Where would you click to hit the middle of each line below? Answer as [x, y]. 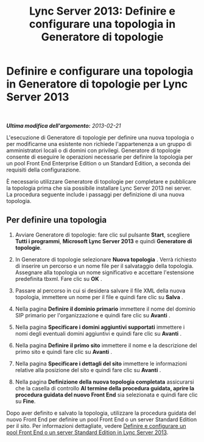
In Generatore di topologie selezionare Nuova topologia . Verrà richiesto [106, 259]
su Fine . [25, 401]
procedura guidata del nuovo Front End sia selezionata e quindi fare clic [106, 395]
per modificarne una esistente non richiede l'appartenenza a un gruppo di [99, 143]
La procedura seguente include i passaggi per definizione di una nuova [95, 194]
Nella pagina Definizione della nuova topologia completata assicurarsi [104, 382]
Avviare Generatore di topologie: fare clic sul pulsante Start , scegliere [103, 235]
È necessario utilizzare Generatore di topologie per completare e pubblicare [101, 181]
